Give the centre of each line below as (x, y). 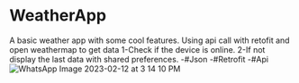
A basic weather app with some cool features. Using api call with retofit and (149, 40)
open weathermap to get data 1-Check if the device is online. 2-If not (137, 49)
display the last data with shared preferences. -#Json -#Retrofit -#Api (139, 59)
